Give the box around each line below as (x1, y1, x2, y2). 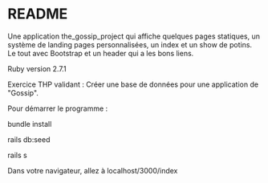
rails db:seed (7, 134, 51, 144)
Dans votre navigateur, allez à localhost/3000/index (7, 165, 178, 175)
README (7, 5, 68, 23)
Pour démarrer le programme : (7, 104, 108, 113)
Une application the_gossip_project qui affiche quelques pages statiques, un (7, 31, 261, 41)
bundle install (7, 119, 52, 128)
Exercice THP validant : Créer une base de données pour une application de (7, 79, 258, 89)
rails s (7, 150, 27, 160)
